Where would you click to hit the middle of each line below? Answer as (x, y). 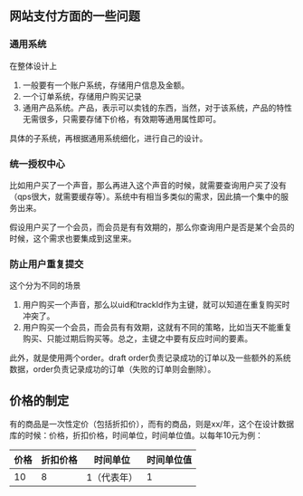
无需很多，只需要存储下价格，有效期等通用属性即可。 (122, 119)
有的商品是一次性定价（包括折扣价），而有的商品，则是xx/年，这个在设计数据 (152, 424)
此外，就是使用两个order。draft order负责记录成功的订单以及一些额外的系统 (150, 358)
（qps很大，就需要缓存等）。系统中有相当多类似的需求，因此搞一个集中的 (145, 196)
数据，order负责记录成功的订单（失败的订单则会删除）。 (113, 369)
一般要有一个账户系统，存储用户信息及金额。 (106, 85)
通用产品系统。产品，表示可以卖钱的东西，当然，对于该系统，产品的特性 (157, 108)
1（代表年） (112, 478)
